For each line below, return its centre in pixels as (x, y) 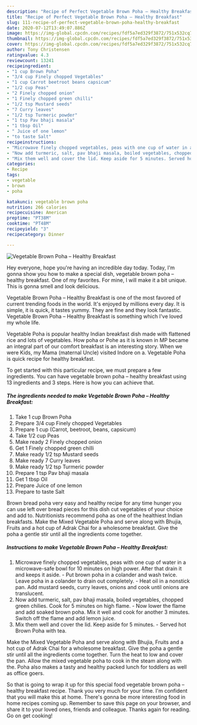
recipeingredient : (29, 66)
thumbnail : (20, 39)
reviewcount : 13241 (30, 60)
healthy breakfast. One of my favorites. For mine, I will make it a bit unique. (96, 280)
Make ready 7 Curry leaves (48, 460)
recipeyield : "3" (28, 229)
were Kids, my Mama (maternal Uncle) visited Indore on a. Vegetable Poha (96, 353)
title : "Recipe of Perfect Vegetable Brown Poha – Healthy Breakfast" (94, 17)
